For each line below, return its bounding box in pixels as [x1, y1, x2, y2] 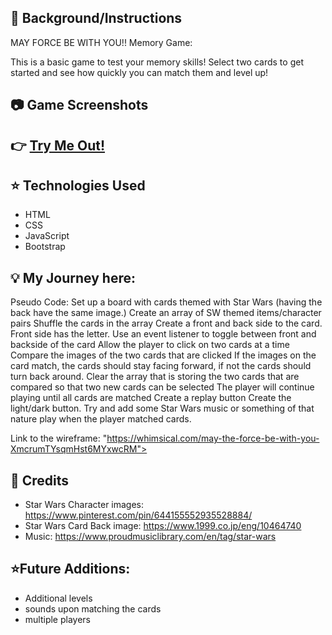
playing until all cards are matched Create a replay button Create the [10, 392, 292, 404]
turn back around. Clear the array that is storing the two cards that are [10, 371, 300, 383]
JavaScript [24, 230, 70, 242]
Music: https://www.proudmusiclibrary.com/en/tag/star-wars [24, 531, 277, 543]
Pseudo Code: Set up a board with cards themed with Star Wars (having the [10, 296, 323, 308]
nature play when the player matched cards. [10, 413, 192, 425]
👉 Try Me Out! [10, 137, 106, 154]
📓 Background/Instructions [10, 10, 183, 27]
